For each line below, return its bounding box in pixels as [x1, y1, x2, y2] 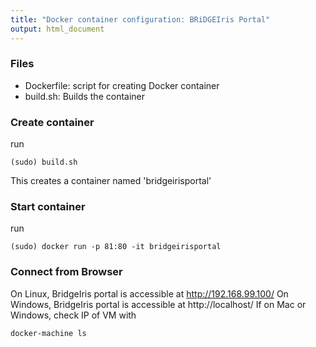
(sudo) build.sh [10, 157, 78, 168]
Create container [10, 115, 95, 129]
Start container [10, 200, 86, 214]
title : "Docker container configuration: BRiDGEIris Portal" [10, 14, 271, 25]
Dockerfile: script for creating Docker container [24, 79, 220, 91]
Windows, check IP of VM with [10, 309, 137, 321]
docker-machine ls [10, 328, 87, 338]
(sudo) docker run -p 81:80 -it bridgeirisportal [10, 242, 222, 252]
